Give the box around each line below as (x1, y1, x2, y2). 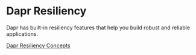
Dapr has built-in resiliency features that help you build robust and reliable (6, 24, 191, 31)
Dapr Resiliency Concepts (6, 42, 71, 49)
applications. (6, 30, 38, 37)
